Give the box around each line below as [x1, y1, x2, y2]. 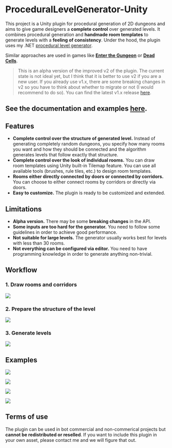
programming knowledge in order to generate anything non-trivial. [12, 251, 153, 257]
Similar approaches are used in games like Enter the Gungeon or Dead [5, 52, 155, 58]
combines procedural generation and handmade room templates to [5, 31, 148, 37]
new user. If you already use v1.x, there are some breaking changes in [17, 78, 165, 85]
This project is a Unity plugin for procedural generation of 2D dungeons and [5, 21, 165, 27]
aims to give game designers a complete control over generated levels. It [5, 26, 160, 32]
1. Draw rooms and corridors [5, 281, 77, 288]
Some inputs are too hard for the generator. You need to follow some [12, 223, 160, 230]
